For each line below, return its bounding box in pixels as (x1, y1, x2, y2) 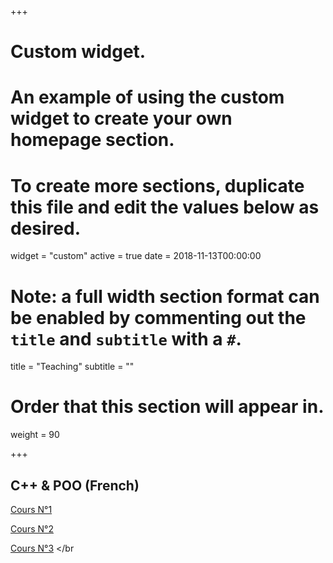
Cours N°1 (10, 504, 53, 515)
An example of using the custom (10, 86, 285, 109)
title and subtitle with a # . (10, 327, 242, 350)
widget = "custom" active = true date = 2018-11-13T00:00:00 (10, 250, 262, 262)
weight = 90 (10, 429, 60, 441)
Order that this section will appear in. (10, 396, 325, 418)
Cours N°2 (10, 523, 54, 535)
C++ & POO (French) (10, 477, 140, 494)
